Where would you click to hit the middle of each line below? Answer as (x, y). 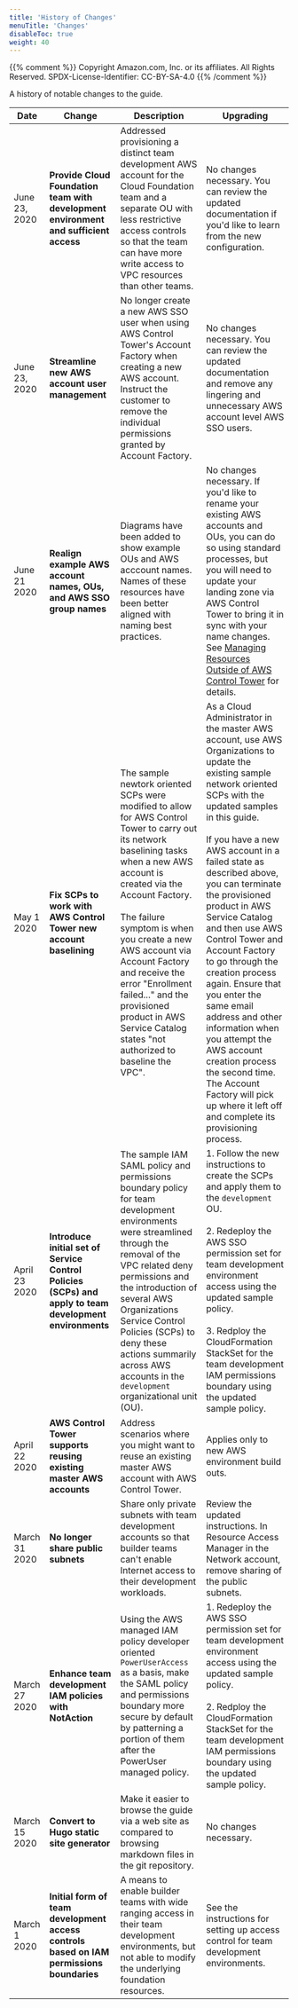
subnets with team (159, 1516)
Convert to (72, 1822)
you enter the (234, 995)
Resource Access (243, 1538)
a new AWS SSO (154, 311)
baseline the (145, 1061)
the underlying (150, 1969)
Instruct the (144, 390)
